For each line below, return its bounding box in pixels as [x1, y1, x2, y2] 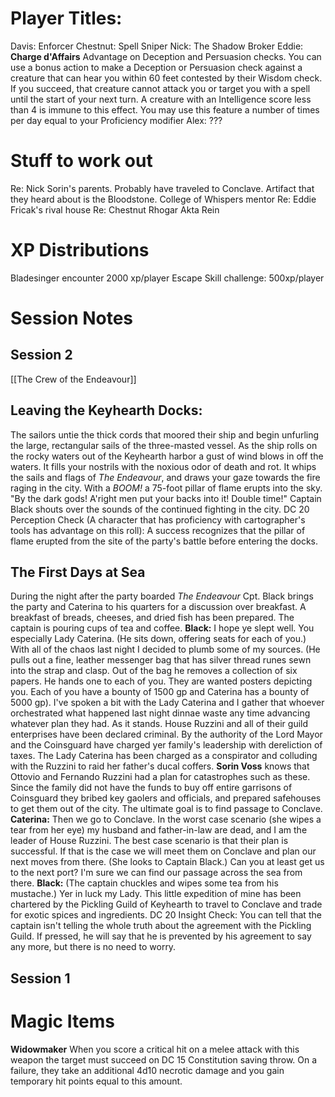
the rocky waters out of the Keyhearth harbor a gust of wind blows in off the [10, 450, 324, 462]
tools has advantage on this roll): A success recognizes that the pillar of [10, 524, 306, 536]
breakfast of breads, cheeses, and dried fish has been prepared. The [10, 612, 295, 624]
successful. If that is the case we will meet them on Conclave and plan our [10, 845, 317, 857]
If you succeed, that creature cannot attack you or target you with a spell [10, 82, 311, 94]
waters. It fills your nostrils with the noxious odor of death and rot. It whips [10, 460, 317, 472]
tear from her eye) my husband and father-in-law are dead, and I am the [10, 824, 308, 836]
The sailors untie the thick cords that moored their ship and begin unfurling [10, 428, 320, 441]
